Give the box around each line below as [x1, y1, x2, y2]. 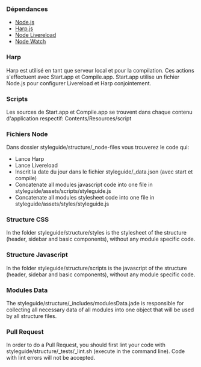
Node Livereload [14, 31, 57, 39]
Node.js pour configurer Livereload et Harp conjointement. [6, 79, 152, 86]
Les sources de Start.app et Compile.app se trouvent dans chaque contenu [6, 108, 193, 115]
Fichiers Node [6, 129, 48, 138]
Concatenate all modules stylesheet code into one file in [14, 194, 155, 201]
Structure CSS [6, 215, 49, 224]
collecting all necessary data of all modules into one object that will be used [6, 306, 194, 313]
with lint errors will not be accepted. [6, 354, 96, 362]
